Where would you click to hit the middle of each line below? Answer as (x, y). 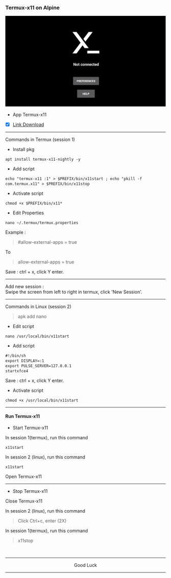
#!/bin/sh (16, 356)
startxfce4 (17, 371)
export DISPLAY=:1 (25, 361)
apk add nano (32, 316)
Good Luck (85, 565)
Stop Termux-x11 (30, 491)
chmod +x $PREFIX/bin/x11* (34, 203)
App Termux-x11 (30, 114)
